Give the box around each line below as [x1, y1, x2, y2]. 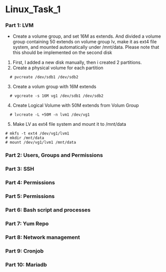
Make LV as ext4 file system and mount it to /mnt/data [12, 121, 126, 127]
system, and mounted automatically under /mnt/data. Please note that [12, 44, 159, 50]
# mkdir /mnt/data [5, 135, 44, 141]
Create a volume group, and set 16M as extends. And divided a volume [12, 33, 161, 39]
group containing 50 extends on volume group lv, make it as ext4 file [12, 39, 157, 45]
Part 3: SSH [5, 166, 35, 173]
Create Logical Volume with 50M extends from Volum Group [12, 102, 139, 108]
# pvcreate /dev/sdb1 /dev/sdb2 [10, 75, 79, 80]
